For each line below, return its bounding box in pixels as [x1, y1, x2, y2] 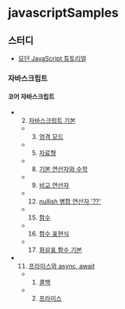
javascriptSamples [8, 5, 119, 21]
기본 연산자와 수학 [38, 165, 88, 173]
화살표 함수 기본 [38, 246, 82, 254]
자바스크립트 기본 [28, 117, 76, 125]
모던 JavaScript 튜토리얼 [17, 55, 87, 62]
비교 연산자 [38, 181, 69, 189]
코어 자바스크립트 [8, 92, 55, 101]
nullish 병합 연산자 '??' [38, 197, 101, 206]
